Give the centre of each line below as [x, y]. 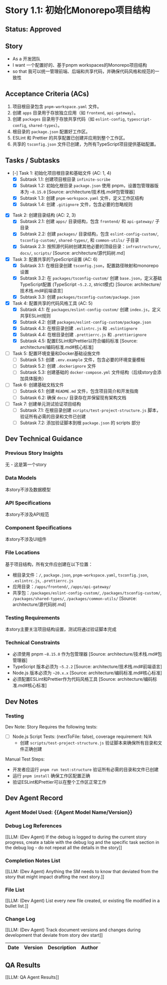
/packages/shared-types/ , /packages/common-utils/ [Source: [75, 598]
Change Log [20, 919]
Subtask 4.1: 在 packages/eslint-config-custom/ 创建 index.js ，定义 [90, 309]
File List [15, 890]
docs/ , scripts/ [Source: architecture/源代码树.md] [72, 253]
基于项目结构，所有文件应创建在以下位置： [49, 564]
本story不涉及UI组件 [26, 539]
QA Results [23, 965]
